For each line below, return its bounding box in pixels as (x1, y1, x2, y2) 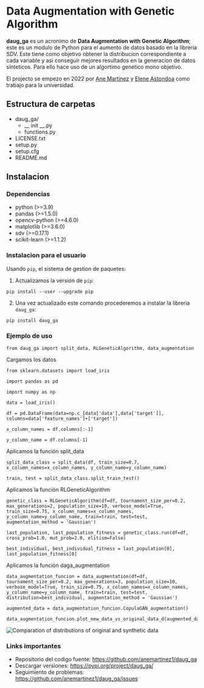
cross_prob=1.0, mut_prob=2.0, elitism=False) (6, 535, 126, 541)
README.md (15, 154, 47, 161)
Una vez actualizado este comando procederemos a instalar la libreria (15, 299, 190, 307)
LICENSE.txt (15, 134, 46, 142)
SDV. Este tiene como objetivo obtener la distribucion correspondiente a (6, 50, 186, 57)
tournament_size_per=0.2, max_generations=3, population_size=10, (6, 579, 178, 585)
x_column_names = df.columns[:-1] (6, 426, 94, 433)
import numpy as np (6, 389, 56, 395)
